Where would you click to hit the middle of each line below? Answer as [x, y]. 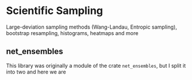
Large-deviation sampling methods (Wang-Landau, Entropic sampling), [92, 27]
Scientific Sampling [55, 11]
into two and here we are [36, 72]
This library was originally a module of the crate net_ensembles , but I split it [96, 65]
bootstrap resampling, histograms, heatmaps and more [72, 33]
